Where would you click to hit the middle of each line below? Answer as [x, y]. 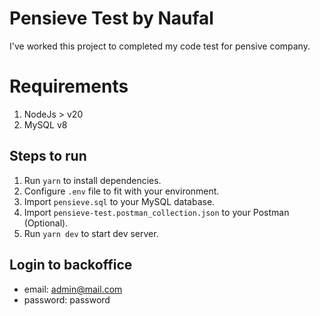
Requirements [69, 86]
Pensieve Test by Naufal [111, 18]
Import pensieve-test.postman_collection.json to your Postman [156, 212]
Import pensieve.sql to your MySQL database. [119, 201]
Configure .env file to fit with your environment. [121, 191]
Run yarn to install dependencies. [92, 180]
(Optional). [46, 223]
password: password [67, 299]
